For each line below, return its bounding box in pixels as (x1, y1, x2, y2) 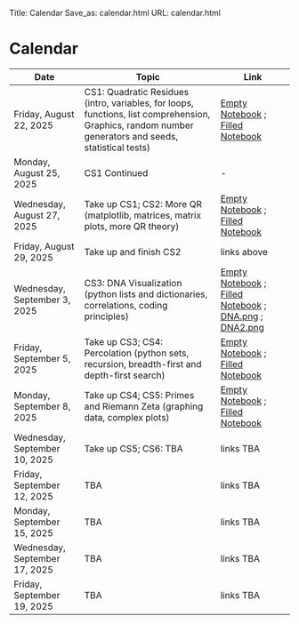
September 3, (13, 293, 71, 306)
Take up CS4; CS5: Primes (84, 388, 195, 401)
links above (220, 245, 269, 258)
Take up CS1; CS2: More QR (84, 197, 203, 210)
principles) (84, 310, 129, 323)
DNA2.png (220, 321, 265, 333)
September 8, (13, 400, 71, 412)
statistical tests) (84, 141, 151, 154)
